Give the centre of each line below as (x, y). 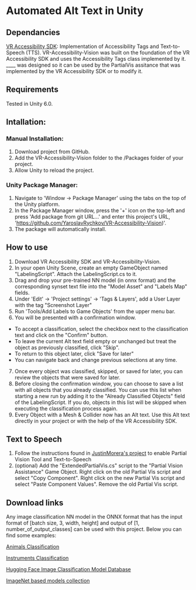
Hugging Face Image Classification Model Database (68, 570)
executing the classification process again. (66, 408)
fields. (22, 292)
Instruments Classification (37, 558)
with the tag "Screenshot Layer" (53, 305)
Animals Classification (33, 547)
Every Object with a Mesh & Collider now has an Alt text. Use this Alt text (102, 415)
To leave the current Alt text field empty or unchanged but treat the (95, 341)
